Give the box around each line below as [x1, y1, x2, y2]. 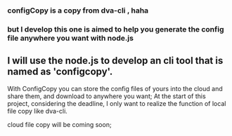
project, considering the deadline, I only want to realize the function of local [7, 99, 226, 107]
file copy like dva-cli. [7, 107, 68, 115]
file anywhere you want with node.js [7, 33, 134, 43]
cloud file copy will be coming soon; [7, 120, 112, 128]
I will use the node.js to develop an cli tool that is [7, 55, 224, 67]
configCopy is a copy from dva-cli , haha [7, 6, 149, 15]
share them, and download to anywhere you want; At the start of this [7, 92, 206, 100]
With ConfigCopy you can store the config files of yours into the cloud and [7, 84, 223, 93]
